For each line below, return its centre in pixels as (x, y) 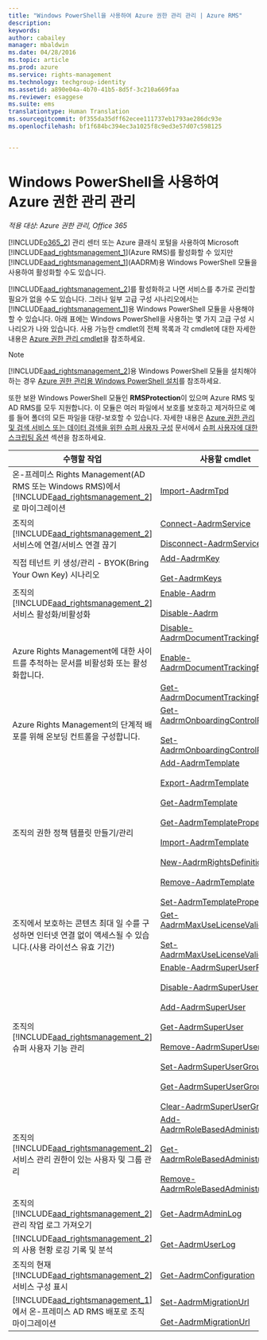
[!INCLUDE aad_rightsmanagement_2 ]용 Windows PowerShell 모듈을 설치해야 (132, 371)
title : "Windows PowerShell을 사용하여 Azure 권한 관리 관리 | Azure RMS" (126, 15)
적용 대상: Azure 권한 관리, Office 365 (68, 225)
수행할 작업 (82, 459)
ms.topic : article (39, 60)
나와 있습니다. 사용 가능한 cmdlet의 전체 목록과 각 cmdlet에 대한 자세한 (145, 328)
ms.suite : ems (32, 104)
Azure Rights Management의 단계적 (77, 724)
